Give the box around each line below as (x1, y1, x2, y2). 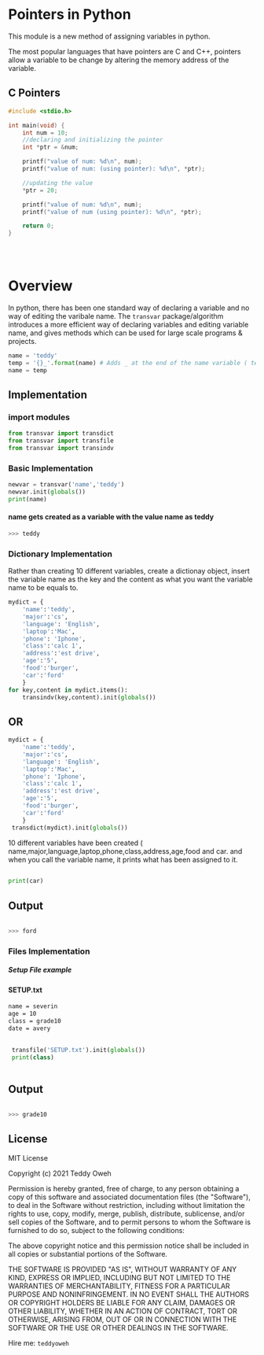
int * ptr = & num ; (22, 143, 79, 151)
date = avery (8, 1025, 51, 1032)
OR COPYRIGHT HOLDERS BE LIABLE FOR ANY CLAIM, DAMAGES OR (8, 1298, 236, 1307)
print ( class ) (11, 1053, 55, 1061)
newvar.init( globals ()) (8, 488, 86, 497)
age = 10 (8, 1010, 37, 1018)
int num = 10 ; (22, 128, 68, 137)
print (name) (8, 495, 47, 503)
